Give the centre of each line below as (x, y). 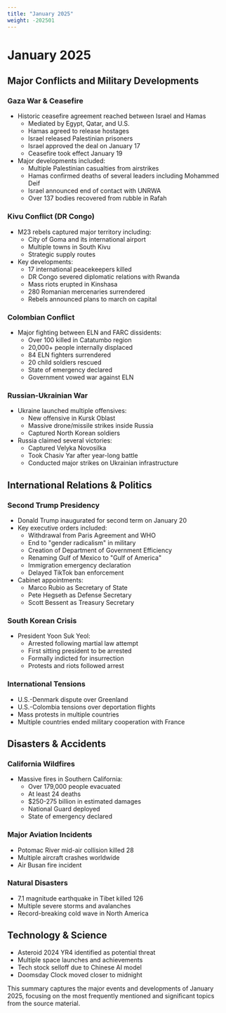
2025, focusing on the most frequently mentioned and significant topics (111, 995)
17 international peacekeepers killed (80, 269)
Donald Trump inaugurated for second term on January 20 (102, 520)
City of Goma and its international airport (87, 239)
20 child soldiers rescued (65, 362)
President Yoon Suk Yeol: (54, 636)
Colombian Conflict (41, 317)
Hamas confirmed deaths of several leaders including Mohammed (124, 176)
